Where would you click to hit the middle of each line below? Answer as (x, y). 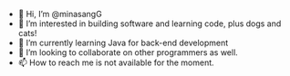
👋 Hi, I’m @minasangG (60, 14)
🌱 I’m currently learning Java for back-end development (123, 43)
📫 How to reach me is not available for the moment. (116, 62)
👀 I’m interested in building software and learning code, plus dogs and (150, 24)
